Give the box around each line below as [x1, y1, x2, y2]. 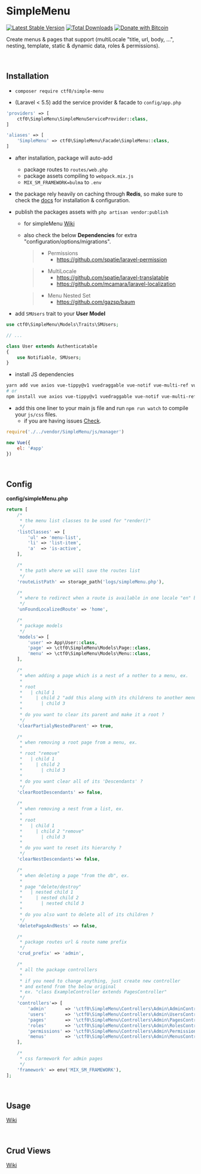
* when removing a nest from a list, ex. [19, 806, 124, 812]
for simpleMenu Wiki [23, 220, 75, 227]
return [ [6, 507, 28, 513]
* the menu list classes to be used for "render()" [19, 517, 151, 523]
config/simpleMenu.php [6, 495, 68, 502]
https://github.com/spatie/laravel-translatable [56, 274, 169, 281]
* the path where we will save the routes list [19, 567, 141, 574]
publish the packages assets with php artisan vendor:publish [14, 208, 169, 215]
